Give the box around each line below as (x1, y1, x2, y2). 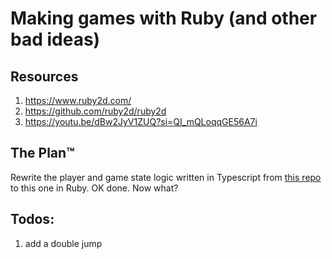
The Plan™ (10, 145, 75, 162)
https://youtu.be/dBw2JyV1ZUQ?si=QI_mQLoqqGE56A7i (24, 116, 258, 127)
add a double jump (24, 237, 103, 249)
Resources (10, 68, 79, 85)
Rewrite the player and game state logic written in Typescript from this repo (10, 171, 322, 183)
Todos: (10, 211, 55, 228)
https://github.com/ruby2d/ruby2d (24, 105, 167, 117)
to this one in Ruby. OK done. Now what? (10, 182, 179, 194)
